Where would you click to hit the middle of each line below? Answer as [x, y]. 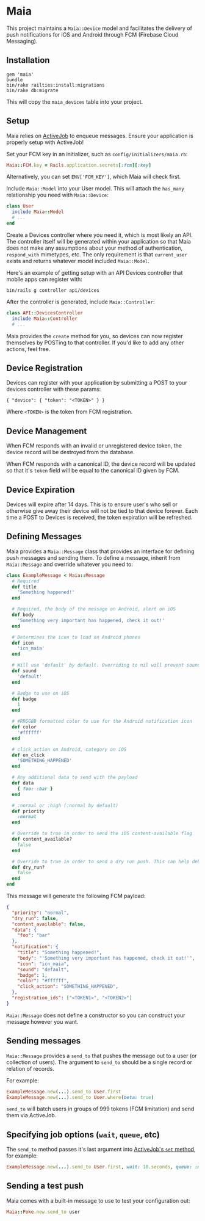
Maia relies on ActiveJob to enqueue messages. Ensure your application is [100, 136]
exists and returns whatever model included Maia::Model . [78, 261]
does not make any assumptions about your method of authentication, [95, 248]
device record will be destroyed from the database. [71, 452]
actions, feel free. [28, 349]
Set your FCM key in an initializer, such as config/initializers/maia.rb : [97, 154]
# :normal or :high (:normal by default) [65, 805]
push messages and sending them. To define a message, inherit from [93, 557]
